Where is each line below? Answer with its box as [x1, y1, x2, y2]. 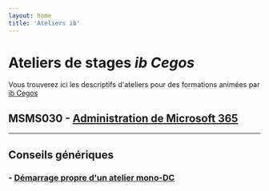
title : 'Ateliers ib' [8, 19, 81, 27]
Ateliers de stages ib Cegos [8, 54, 195, 72]
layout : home [8, 11, 52, 20]
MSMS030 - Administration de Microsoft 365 [8, 111, 239, 125]
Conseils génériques [8, 148, 114, 161]
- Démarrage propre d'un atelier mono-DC [8, 172, 175, 183]
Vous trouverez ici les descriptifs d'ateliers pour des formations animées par [8, 80, 260, 90]
